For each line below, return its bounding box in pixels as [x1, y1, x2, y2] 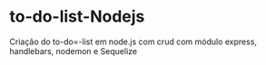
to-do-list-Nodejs [9, 6, 145, 27]
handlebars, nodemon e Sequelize [9, 45, 138, 56]
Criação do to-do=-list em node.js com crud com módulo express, [9, 36, 257, 47]
